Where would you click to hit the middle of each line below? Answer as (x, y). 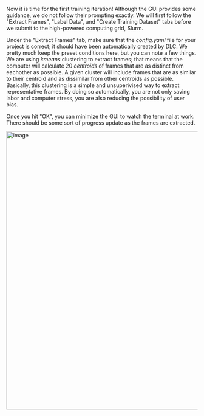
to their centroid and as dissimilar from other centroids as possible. (90, 79)
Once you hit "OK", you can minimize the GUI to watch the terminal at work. (101, 116)
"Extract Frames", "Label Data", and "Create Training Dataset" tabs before (99, 22)
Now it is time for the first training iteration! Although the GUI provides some (101, 9)
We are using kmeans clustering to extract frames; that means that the (95, 59)
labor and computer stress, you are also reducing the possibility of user (96, 98)
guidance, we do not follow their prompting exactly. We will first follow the (99, 15)
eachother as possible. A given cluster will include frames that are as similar (101, 72)
